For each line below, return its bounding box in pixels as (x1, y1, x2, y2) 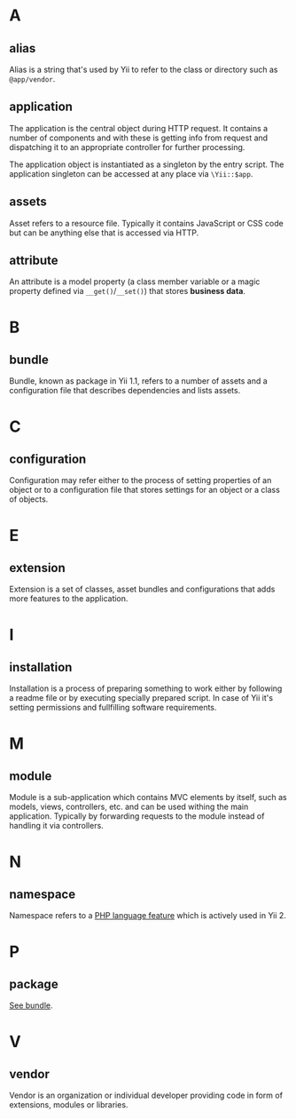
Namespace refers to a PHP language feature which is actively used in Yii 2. (9, 910, 286, 921)
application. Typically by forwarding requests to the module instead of (9, 811, 265, 821)
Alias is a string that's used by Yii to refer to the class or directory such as (9, 64, 278, 75)
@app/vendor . (9, 74, 56, 84)
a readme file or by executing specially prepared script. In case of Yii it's (9, 693, 273, 703)
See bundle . (9, 1000, 53, 1011)
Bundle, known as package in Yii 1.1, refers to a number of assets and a (9, 376, 268, 386)
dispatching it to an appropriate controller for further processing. (9, 141, 245, 152)
